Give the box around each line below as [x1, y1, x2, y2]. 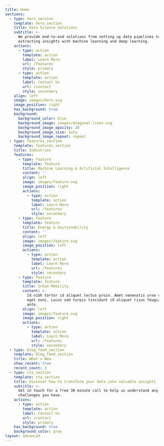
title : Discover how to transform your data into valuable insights [14, 379, 156, 384]
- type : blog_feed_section [9, 347, 64, 352]
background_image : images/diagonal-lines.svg [18, 121, 112, 125]
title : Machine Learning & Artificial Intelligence [22, 166, 130, 171]
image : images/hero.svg [14, 98, 62, 103]
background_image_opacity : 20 [18, 125, 80, 130]
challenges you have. [18, 393, 62, 398]
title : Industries [14, 148, 51, 153]
